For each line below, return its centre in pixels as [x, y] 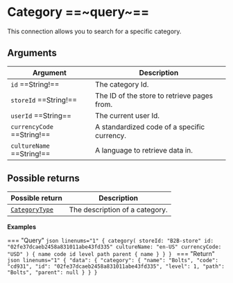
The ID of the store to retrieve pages [154, 96]
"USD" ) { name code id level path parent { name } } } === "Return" [111, 253]
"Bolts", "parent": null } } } [52, 272]
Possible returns [43, 179]
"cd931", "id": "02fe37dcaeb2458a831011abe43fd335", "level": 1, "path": [116, 266]
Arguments [32, 53]
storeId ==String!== [44, 100]
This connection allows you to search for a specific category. [94, 31]
